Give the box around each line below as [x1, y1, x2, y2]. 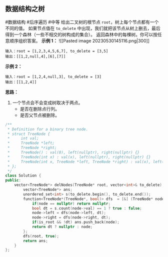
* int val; [7, 136, 39, 141]
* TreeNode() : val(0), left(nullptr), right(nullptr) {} [7, 150, 140, 155]
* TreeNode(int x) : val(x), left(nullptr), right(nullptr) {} [7, 154, 151, 159]
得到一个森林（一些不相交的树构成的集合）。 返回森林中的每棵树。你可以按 [5, 31, 157, 37]
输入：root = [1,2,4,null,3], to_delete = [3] [5, 74, 101, 79]
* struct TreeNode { [7, 131, 50, 136]
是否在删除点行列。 [19, 105, 60, 111]
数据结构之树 [5, 4, 45, 13]
